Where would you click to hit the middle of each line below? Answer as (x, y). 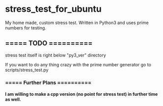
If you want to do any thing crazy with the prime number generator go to (78, 64)
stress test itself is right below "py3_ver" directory (56, 55)
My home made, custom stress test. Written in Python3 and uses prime (77, 23)
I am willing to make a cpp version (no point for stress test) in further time (81, 94)
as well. (13, 100)
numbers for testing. (26, 27)
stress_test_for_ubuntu (54, 9)
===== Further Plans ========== (48, 82)
